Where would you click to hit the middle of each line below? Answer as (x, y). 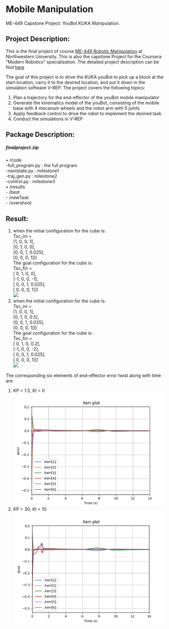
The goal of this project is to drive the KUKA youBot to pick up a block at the (85, 77)
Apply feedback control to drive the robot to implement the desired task (87, 113)
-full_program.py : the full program (41, 166)
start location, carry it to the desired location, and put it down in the (75, 82)
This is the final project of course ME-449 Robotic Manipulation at (74, 51)
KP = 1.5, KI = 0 (29, 390)
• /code (14, 160)
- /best (13, 192)
